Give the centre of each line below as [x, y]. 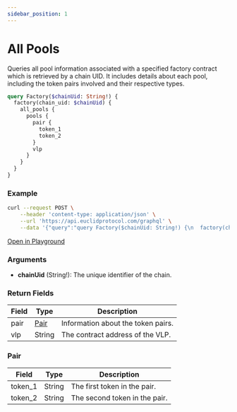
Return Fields [31, 293]
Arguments [27, 259]
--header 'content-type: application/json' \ [88, 215]
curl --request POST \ [41, 208]
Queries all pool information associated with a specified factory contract [112, 69]
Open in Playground [36, 241]
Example [23, 193]
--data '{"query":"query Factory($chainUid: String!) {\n [107, 228]
